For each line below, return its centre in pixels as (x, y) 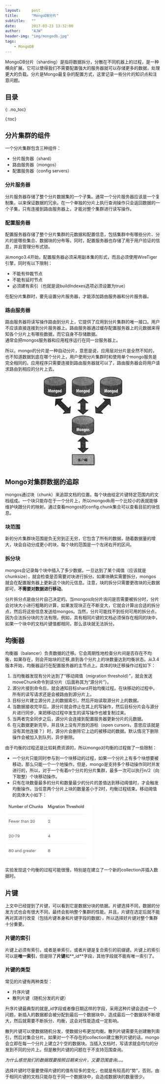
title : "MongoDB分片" (32, 15)
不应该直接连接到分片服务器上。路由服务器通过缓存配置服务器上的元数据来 (80, 328)
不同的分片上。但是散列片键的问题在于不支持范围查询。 (69, 1049)
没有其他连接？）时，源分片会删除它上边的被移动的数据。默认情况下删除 (85, 731)
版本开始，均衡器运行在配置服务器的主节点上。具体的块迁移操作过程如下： (80, 666)
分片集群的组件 (28, 135)
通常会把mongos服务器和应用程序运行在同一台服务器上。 (63, 340)
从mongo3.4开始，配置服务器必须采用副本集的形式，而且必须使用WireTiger (81, 257)
